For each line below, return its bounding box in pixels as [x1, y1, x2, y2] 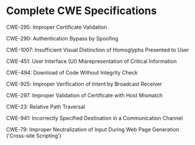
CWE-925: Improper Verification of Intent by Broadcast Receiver [6, 80, 163, 87]
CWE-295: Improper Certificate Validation [6, 23, 107, 31]
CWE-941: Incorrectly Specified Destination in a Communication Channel [6, 114, 183, 122]
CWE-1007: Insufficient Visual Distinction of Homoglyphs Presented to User [6, 46, 190, 53]
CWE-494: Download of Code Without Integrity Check [6, 69, 138, 76]
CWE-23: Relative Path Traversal [6, 103, 85, 110]
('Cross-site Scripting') [6, 132, 62, 139]
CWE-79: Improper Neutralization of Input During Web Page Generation [6, 126, 180, 133]
